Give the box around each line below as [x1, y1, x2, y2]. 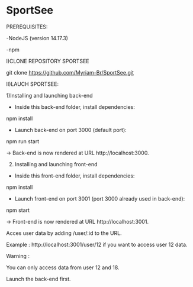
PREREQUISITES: [6, 23, 48, 30]
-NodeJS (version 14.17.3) [6, 34, 68, 41]
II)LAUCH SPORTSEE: [6, 80, 59, 88]
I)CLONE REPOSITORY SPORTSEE [6, 57, 89, 65]
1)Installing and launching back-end [6, 92, 93, 99]
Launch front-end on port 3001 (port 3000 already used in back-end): [14, 195, 185, 202]
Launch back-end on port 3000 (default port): [14, 126, 127, 133]
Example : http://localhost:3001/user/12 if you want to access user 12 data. [6, 241, 188, 248]
